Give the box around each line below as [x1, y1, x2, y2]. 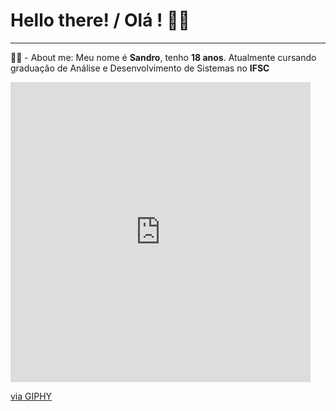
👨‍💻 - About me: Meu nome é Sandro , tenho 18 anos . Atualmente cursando [10, 51, 317, 63]
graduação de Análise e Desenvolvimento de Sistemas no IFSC [10, 62, 270, 74]
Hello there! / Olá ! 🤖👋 [10, 9, 190, 32]
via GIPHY [10, 390, 53, 402]
